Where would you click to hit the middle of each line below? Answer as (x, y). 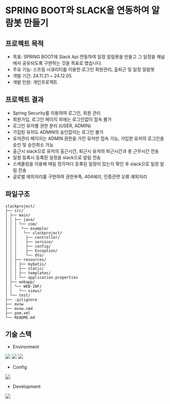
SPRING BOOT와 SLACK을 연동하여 (77, 10)
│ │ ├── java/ (20, 219)
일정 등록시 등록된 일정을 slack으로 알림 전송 (57, 157)
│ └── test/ (18, 295)
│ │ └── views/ (24, 291)
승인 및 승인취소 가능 (33, 145)
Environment (26, 347)
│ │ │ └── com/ (21, 224)
